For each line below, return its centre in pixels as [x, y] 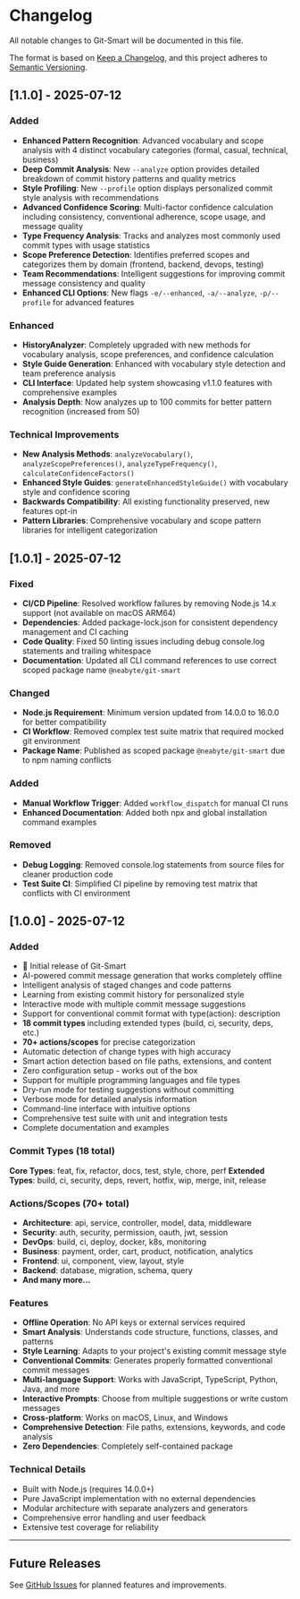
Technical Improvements [64, 434]
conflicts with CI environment [76, 893]
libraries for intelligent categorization [90, 530]
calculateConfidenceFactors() [79, 474]
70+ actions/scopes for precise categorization [109, 1042]
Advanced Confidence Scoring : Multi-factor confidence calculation [148, 207]
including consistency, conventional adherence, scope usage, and [144, 217]
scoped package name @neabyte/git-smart [101, 670]
